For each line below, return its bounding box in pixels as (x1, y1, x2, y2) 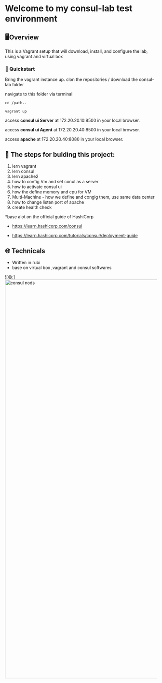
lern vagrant (12, 163, 37, 169)
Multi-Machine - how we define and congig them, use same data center (12, 194, 155, 200)
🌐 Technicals (5, 247, 46, 255)
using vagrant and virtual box (5, 54, 63, 59)
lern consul (12, 168, 35, 175)
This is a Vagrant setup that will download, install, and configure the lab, (5, 48, 148, 54)
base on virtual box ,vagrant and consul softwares (12, 265, 112, 270)
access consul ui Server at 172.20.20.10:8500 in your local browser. (5, 117, 140, 124)
